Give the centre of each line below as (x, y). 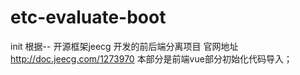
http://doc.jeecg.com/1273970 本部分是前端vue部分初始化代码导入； (151, 58)
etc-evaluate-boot (88, 17)
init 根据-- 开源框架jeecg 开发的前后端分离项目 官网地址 (124, 46)
